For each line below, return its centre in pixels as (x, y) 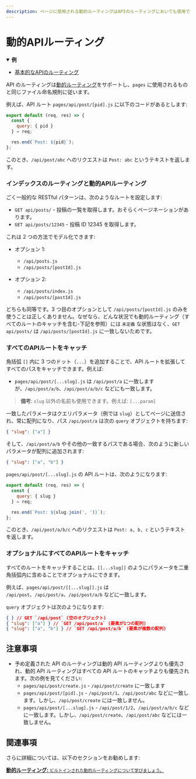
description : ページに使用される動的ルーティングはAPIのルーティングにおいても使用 (96, 11)
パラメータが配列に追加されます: (45, 451)
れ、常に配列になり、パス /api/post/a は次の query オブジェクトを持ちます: (97, 421)
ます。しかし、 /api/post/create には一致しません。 (85, 701)
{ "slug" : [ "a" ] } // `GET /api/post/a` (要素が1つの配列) (76, 623)
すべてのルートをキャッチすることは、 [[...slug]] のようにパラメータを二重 (97, 567)
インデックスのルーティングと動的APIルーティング (76, 183)
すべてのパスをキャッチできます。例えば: (55, 369)
